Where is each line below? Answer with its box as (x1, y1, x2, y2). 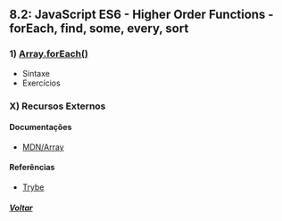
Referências (9, 162, 55, 173)
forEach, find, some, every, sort (9, 21, 189, 37)
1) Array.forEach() (9, 48, 89, 61)
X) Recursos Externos (9, 100, 106, 112)
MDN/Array (21, 142, 64, 152)
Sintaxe (21, 68, 51, 78)
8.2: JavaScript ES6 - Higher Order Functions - (9, 7, 274, 22)
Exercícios (21, 78, 61, 88)
